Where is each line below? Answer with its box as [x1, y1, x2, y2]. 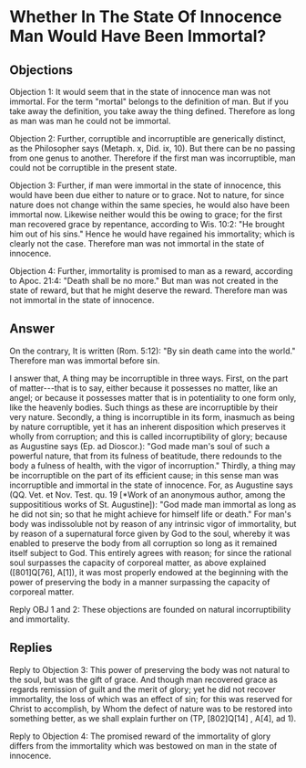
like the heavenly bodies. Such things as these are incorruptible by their [9, 402, 279, 413]
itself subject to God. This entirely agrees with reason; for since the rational [9, 547, 291, 558]
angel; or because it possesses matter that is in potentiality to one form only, [9, 392, 297, 403]
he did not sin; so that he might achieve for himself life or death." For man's [9, 509, 291, 520]
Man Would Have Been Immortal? [9, 26, 267, 47]
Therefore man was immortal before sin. [9, 354, 160, 366]
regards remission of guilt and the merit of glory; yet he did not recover [9, 683, 276, 695]
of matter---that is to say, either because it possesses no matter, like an [9, 382, 278, 394]
